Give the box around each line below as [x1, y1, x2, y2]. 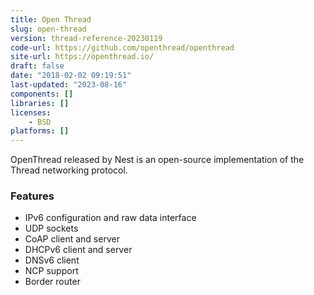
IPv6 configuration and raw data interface [24, 212, 197, 224]
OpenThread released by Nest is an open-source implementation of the [10, 154, 305, 166]
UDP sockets [24, 222, 79, 235]
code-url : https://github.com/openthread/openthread [10, 42, 235, 53]
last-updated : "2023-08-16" [10, 80, 128, 90]
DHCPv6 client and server [24, 244, 133, 256]
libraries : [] [10, 98, 70, 108]
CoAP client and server [24, 233, 120, 245]
